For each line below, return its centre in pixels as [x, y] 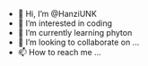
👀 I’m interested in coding [65, 23]
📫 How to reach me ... [59, 52]
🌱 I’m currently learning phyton [75, 33]
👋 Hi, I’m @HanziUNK [57, 14]
